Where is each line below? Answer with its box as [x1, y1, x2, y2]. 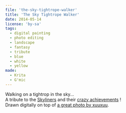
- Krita [10, 73, 26, 78]
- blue [10, 54, 24, 59]
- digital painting [10, 31, 51, 36]
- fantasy [10, 45, 30, 50]
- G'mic [10, 77, 26, 82]
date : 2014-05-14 [5, 17, 42, 22]
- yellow [10, 63, 28, 68]
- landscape [10, 40, 35, 45]
